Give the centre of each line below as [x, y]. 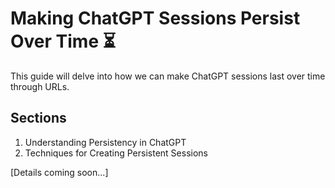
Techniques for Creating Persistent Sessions [116, 153]
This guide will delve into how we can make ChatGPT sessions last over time [168, 76]
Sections [38, 118]
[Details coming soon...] [59, 172]
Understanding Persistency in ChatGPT [105, 142]
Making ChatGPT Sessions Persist [155, 18]
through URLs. [40, 86]
